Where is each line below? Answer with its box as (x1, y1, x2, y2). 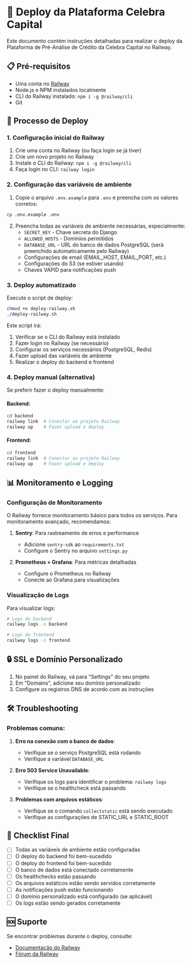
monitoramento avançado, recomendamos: (6, 518, 111, 525)
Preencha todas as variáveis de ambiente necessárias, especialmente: (15, 222, 186, 229)
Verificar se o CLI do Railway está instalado (15, 333, 120, 340)
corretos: (15, 200, 38, 207)
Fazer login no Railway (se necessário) (15, 339, 109, 347)
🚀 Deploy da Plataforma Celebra (6, 5, 165, 19)
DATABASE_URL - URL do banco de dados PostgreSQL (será (24, 241, 164, 248)
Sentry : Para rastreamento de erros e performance (15, 530, 139, 537)
